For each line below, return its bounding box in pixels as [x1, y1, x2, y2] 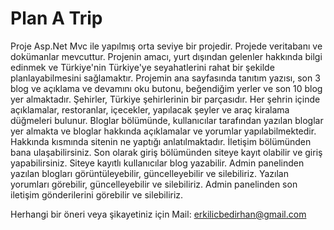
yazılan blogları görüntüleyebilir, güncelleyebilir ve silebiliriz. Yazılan [10, 167, 289, 179]
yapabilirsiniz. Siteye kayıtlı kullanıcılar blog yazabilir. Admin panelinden [10, 157, 305, 169]
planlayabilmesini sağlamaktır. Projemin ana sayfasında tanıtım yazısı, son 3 [10, 72, 321, 84]
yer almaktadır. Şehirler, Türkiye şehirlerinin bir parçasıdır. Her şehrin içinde [10, 93, 321, 105]
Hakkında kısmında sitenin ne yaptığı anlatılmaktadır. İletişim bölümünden [10, 135, 312, 147]
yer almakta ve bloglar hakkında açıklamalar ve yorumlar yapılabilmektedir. [10, 125, 317, 137]
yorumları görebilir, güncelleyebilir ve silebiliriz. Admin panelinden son [10, 178, 298, 190]
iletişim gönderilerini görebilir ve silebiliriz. [10, 188, 184, 201]
